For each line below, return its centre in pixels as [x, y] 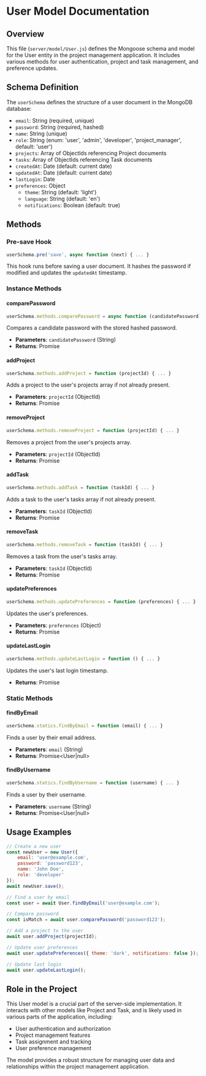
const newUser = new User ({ [42, 852]
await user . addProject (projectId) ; [52, 937]
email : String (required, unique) [55, 120]
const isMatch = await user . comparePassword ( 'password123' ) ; [86, 920]
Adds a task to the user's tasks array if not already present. [81, 499]
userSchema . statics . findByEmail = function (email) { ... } [85, 726]
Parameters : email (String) [49, 749]
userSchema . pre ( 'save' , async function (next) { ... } [78, 255]
